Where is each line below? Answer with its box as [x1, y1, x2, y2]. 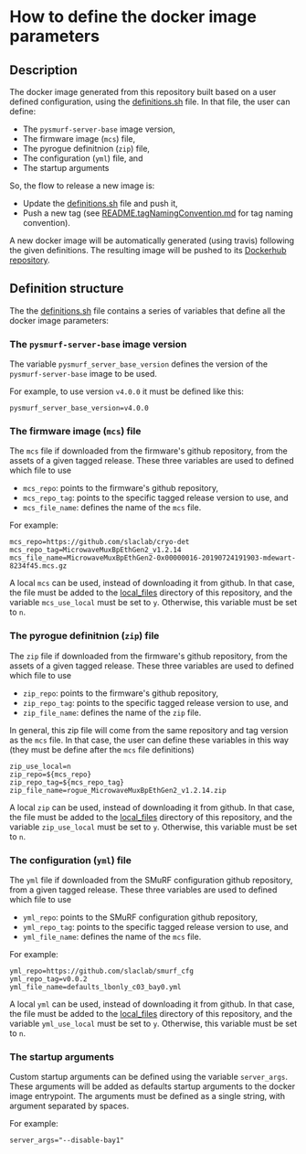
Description [9, 62, 78, 78]
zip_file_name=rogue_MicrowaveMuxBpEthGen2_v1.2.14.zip [9, 785, 227, 795]
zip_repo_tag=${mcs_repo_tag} [9, 777, 125, 787]
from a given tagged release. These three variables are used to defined [9, 884, 278, 895]
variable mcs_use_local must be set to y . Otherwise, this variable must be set [9, 597, 298, 608]
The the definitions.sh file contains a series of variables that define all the [9, 305, 286, 316]
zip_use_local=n [9, 762, 71, 771]
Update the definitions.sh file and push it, [22, 198, 178, 208]
